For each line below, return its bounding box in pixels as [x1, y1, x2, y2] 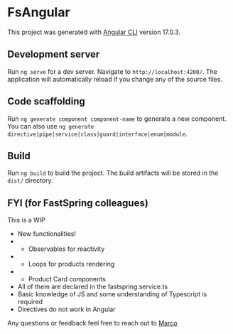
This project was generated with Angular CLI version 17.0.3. [7, 28, 181, 36]
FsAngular [7, 4, 70, 21]
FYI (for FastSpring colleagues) [7, 197, 149, 209]
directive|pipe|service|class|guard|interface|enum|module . [7, 129, 188, 138]
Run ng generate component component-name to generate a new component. [7, 114, 227, 123]
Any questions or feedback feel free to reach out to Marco [7, 319, 178, 328]
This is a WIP [7, 216, 46, 225]
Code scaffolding [7, 95, 85, 107]
